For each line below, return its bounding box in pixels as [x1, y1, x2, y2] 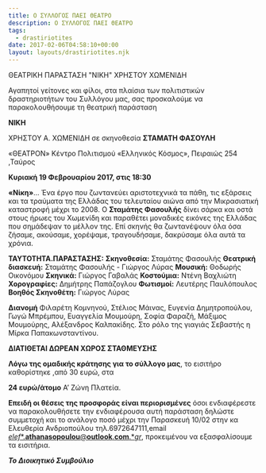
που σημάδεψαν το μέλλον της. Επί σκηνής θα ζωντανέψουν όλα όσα [8, 221, 242, 231]
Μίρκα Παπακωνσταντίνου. [8, 329, 99, 337]
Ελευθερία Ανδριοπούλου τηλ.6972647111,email [8, 424, 167, 433]
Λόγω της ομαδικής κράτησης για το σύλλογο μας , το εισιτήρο [8, 359, 222, 368]
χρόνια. [8, 239, 34, 248]
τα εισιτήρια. [8, 440, 51, 449]
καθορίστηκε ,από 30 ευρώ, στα [8, 367, 114, 377]
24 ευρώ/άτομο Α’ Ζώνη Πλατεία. [8, 383, 121, 392]
